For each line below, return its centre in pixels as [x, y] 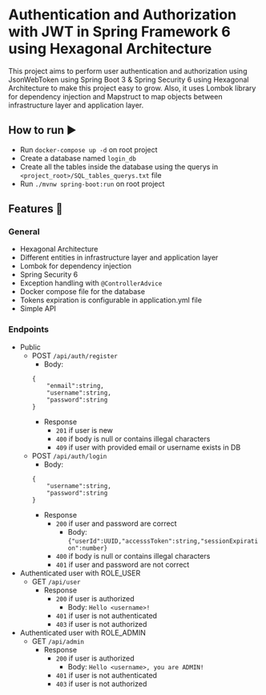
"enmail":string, [75, 386]
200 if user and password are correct [116, 523]
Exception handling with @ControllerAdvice [91, 283]
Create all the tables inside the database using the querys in [119, 167]
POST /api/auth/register [75, 355]
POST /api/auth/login [69, 455]
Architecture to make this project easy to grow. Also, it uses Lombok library [132, 88]
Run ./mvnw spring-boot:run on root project [92, 184]
